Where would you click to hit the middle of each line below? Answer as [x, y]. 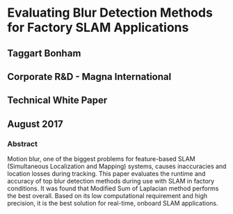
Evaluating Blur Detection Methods [110, 13]
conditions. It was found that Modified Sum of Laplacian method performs [113, 188]
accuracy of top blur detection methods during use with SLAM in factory [111, 181]
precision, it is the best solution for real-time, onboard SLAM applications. [113, 204]
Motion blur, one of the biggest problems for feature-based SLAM [102, 159]
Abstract [23, 144]
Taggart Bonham [44, 53]
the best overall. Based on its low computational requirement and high [107, 196]
